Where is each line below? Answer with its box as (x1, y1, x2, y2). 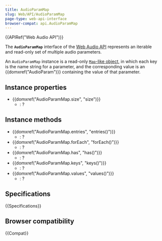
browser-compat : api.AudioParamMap (5, 21, 78, 26)
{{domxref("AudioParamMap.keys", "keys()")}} (12, 160, 107, 166)
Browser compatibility (5, 217, 75, 226)
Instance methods (5, 116, 62, 124)
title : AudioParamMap (5, 7, 50, 12)
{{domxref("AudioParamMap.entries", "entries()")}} (12, 129, 116, 134)
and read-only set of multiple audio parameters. (5, 49, 102, 55)
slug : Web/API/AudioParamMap (5, 12, 65, 17)
